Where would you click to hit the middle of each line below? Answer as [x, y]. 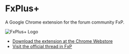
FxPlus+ [22, 9]
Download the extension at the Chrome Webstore [62, 41]
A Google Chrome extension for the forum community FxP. [65, 22]
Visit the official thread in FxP [42, 46]
